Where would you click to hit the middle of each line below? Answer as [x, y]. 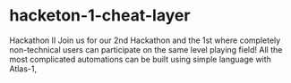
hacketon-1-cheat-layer [100, 16]
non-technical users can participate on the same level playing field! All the [146, 49]
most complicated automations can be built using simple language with [140, 59]
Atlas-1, [23, 69]
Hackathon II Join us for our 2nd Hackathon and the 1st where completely [145, 40]
